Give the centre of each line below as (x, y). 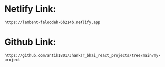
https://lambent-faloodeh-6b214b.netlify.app (52, 22)
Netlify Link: (30, 9)
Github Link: (30, 42)
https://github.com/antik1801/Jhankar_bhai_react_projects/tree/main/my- (83, 55)
